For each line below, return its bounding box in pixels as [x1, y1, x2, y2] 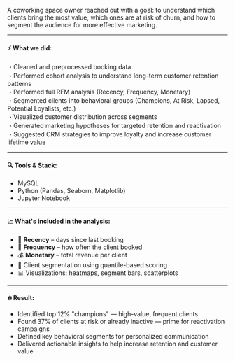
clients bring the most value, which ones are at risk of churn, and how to [7, 13, 215, 22]
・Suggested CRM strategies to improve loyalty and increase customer [7, 130, 212, 139]
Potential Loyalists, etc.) [7, 104, 76, 113]
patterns [7, 80, 31, 88]
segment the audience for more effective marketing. [7, 21, 157, 29]
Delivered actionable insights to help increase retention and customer [17, 339, 218, 348]
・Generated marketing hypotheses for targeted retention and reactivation [7, 122, 222, 130]
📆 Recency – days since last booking [17, 235, 124, 243]
